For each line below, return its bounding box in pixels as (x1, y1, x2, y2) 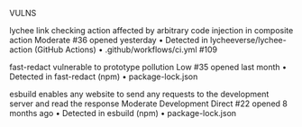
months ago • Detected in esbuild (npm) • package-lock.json (9, 108, 237, 118)
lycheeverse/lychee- (210, 35, 287, 45)
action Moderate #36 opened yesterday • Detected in (9, 35, 209, 45)
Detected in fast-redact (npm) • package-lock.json (9, 71, 198, 82)
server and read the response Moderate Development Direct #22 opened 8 (9, 98, 288, 109)
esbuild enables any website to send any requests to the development (9, 89, 270, 99)
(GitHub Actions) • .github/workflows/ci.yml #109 (34, 44, 218, 55)
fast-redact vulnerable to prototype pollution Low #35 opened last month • (9, 62, 287, 72)
